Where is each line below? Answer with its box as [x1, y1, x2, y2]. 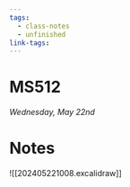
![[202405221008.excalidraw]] [9, 168, 123, 179]
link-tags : [9, 38, 50, 48]
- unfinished [17, 30, 66, 39]
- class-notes [17, 22, 70, 31]
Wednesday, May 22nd [9, 107, 96, 118]
